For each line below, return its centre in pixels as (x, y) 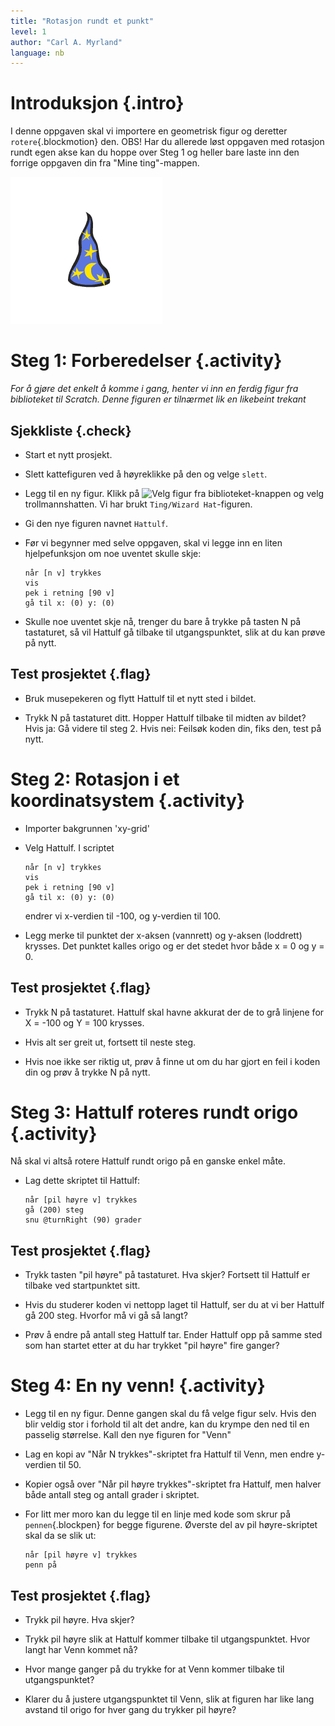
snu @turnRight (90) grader (83, 1220)
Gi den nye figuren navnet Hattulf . (96, 523)
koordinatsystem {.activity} (127, 800)
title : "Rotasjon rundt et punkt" (82, 21)
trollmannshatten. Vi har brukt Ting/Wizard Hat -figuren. (138, 504)
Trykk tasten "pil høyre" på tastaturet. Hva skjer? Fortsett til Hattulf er (167, 1275)
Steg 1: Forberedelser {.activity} (146, 361)
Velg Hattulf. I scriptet (69, 847)
